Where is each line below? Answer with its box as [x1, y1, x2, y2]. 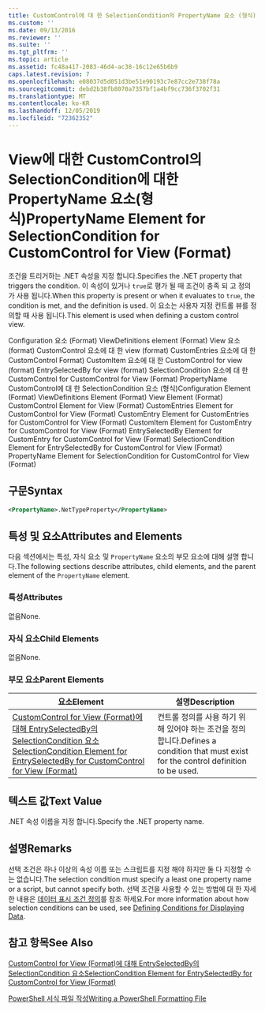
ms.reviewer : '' [8, 33, 62, 42]
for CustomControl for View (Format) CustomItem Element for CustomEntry [8, 418, 252, 427]
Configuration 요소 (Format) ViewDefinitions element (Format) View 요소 [8, 335, 241, 345]
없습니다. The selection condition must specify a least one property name [16, 874, 252, 884]
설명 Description [175, 696, 235, 707]
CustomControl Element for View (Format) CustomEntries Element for [8, 400, 233, 410]
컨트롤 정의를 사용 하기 [157, 712, 237, 723]
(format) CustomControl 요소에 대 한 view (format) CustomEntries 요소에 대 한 [8, 345, 256, 355]
